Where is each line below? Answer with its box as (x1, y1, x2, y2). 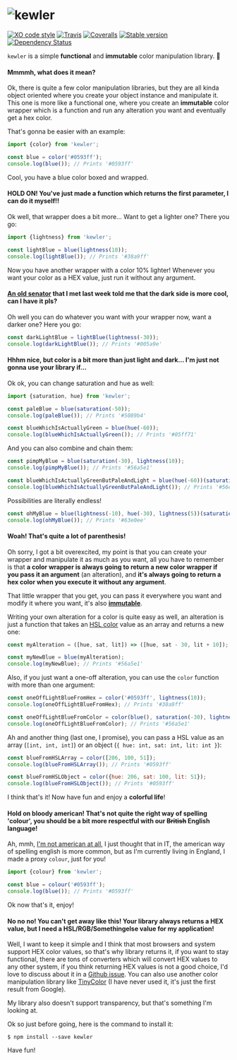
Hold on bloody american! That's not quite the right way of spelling (7, 809, 208, 818)
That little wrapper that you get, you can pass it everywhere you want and (7, 591, 222, 600)
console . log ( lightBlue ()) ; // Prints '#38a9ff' (7, 253, 150, 260)
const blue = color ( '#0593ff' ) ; (7, 154, 102, 161)
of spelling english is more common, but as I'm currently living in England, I (7, 847, 226, 856)
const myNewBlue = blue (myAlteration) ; (7, 654, 125, 661)
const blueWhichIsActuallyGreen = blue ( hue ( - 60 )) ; (7, 425, 159, 432)
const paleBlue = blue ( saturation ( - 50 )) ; (7, 405, 131, 413)
